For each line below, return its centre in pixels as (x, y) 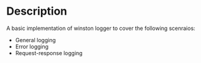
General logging (36, 40)
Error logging (32, 46)
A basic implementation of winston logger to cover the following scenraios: (101, 28)
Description (37, 11)
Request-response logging (49, 53)
